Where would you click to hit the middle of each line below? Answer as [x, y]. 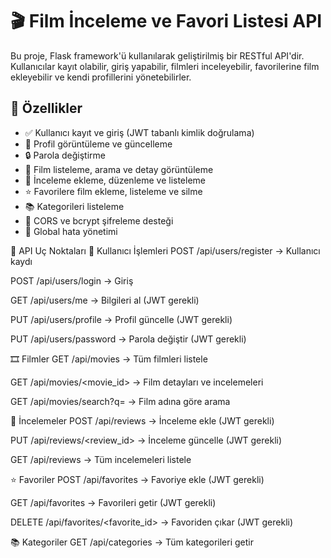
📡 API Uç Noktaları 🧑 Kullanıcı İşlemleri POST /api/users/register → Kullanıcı [165, 250]
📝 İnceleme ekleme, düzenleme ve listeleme [115, 180]
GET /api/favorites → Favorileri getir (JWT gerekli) [113, 502]
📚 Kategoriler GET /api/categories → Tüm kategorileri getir [132, 542]
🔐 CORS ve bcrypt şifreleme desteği [99, 220]
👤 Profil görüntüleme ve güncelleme [98, 144]
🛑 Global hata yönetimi [71, 231]
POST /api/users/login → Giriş [72, 280]
